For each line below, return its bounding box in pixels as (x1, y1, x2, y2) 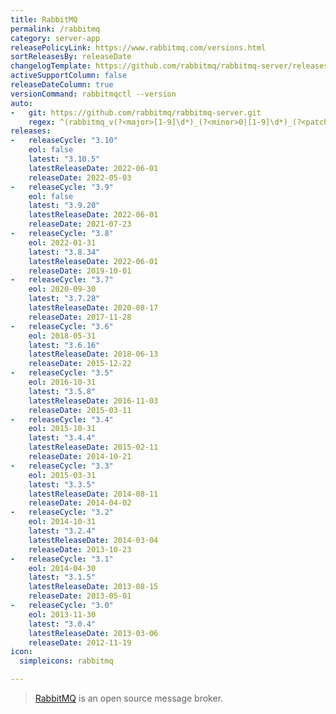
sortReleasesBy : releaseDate (10, 52, 132, 62)
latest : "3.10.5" (28, 154, 101, 164)
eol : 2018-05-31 (28, 331, 97, 341)
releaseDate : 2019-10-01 (28, 266, 132, 276)
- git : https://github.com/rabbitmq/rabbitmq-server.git (10, 107, 262, 118)
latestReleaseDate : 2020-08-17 (28, 303, 159, 313)
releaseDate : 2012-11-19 (28, 637, 132, 648)
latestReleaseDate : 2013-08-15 (28, 582, 159, 592)
